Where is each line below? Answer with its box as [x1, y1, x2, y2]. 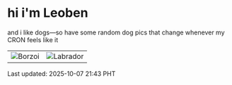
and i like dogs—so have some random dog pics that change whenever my [7, 28, 225, 37]
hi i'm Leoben [7, 5, 88, 21]
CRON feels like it [7, 35, 59, 44]
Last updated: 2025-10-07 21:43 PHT [7, 69, 116, 78]
